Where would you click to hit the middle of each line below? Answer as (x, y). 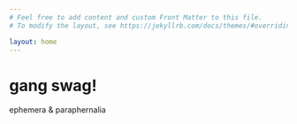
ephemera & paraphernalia (57, 110)
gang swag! (53, 85)
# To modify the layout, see (63, 26)
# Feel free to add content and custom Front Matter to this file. (136, 17)
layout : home (33, 42)
